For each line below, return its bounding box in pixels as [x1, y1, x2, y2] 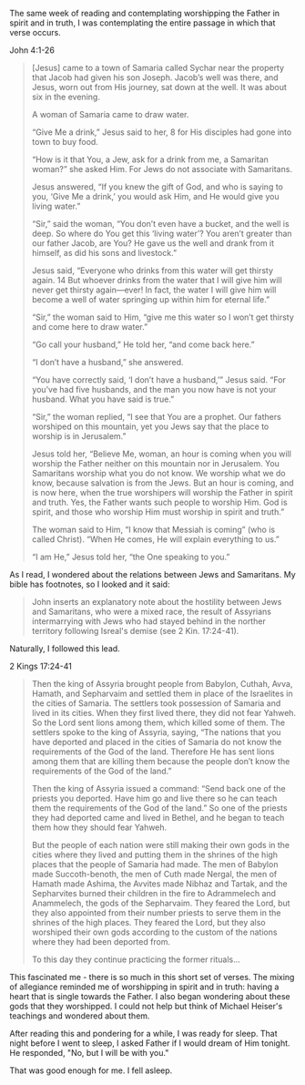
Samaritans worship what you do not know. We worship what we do [31, 468, 287, 478]
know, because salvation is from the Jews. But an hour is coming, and [31, 477, 294, 488]
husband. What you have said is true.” [31, 394, 175, 404]
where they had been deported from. [31, 937, 171, 947]
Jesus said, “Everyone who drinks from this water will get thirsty [31, 265, 274, 276]
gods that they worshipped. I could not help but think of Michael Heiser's [9, 1001, 283, 1011]
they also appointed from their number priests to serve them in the [31, 907, 281, 918]
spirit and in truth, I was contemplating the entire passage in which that [9, 17, 276, 28]
